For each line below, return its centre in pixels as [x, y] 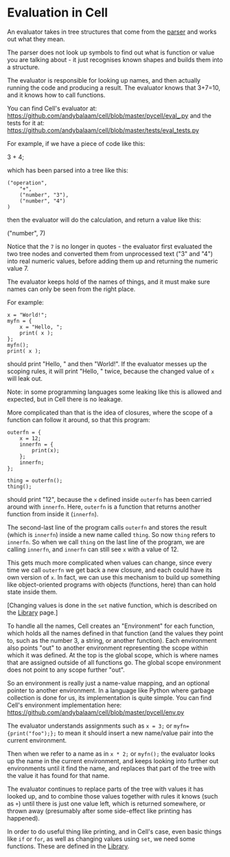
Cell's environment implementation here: [65, 705]
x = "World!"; [27, 315]
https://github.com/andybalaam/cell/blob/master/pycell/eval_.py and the [109, 116]
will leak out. [25, 378]
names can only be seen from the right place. [71, 289]
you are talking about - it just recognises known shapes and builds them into [115, 59]
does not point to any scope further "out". [66, 670]
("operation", [27, 183]
